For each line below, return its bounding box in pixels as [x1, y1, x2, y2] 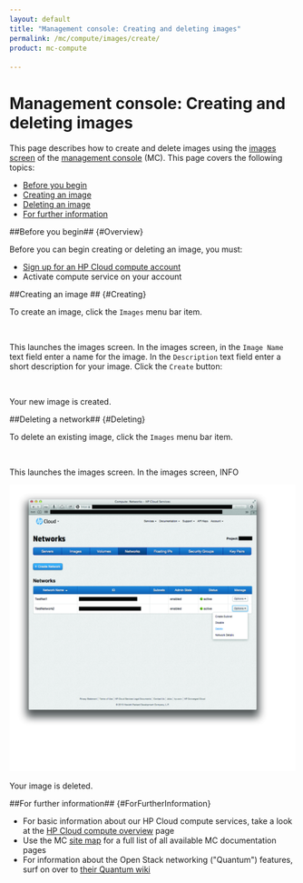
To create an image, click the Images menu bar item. [9, 306, 202, 317]
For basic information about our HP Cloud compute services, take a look [22, 816, 293, 827]
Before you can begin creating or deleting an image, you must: [9, 244, 243, 255]
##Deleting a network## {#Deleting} [9, 414, 146, 425]
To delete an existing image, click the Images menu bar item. [9, 432, 233, 443]
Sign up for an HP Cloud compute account [22, 262, 181, 273]
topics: [9, 162, 35, 173]
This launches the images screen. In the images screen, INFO [9, 467, 239, 477]
